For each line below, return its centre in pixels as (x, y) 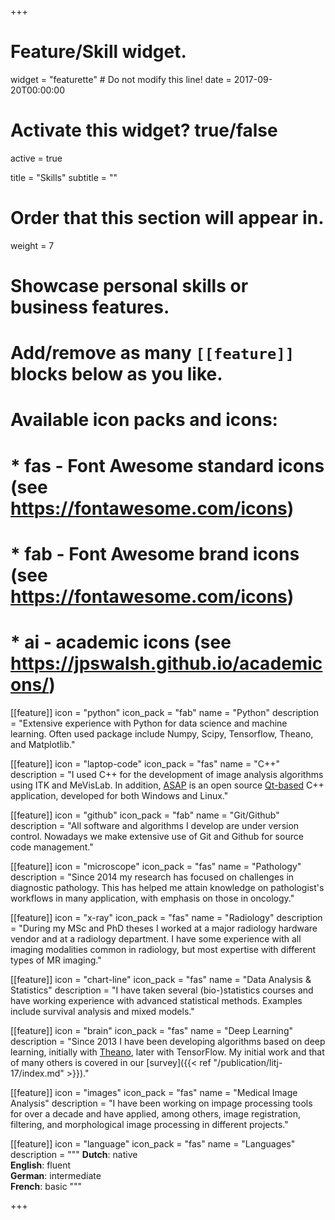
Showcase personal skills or (129, 286)
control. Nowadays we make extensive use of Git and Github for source (157, 836)
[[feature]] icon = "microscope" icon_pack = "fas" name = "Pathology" (156, 866)
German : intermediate (56, 1175)
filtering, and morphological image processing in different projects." (149, 1124)
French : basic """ (46, 1186)
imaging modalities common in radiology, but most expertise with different (163, 949)
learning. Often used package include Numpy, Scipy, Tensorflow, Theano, (162, 733)
